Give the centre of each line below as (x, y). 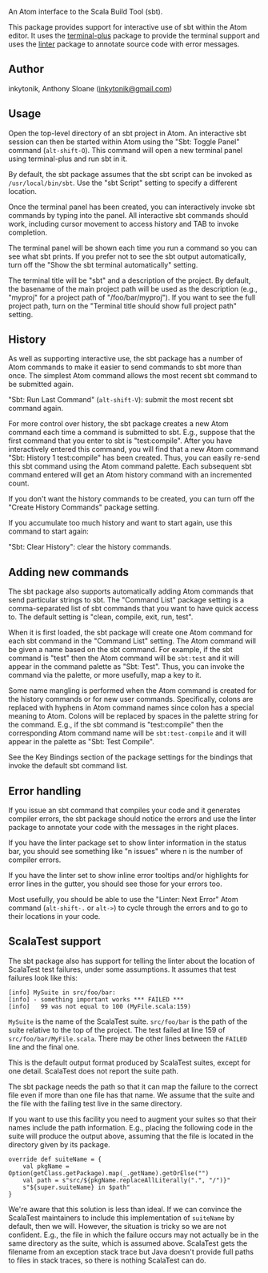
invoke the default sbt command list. (68, 766)
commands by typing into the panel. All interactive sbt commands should (128, 215)
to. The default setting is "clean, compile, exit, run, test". (101, 617)
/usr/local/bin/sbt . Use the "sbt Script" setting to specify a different (123, 183)
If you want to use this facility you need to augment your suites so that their (133, 1119)
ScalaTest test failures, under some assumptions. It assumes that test (122, 969)
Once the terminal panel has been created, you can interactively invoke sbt (132, 207)
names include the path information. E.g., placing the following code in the (131, 1127)
